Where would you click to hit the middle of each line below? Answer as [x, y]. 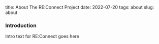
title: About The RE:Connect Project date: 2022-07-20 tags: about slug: [80, 7]
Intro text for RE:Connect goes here [42, 36]
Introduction [21, 25]
